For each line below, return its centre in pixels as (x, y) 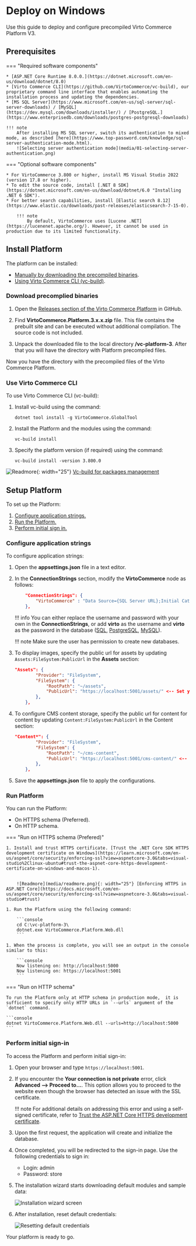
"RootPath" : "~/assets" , (76, 686)
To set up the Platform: (34, 504)
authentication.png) (31, 153)
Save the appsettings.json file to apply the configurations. (85, 781)
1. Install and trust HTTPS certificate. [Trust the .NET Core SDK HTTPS (98, 848)
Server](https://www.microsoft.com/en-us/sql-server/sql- (104, 102)
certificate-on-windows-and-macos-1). (53, 869)
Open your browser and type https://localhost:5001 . (79, 1067)
